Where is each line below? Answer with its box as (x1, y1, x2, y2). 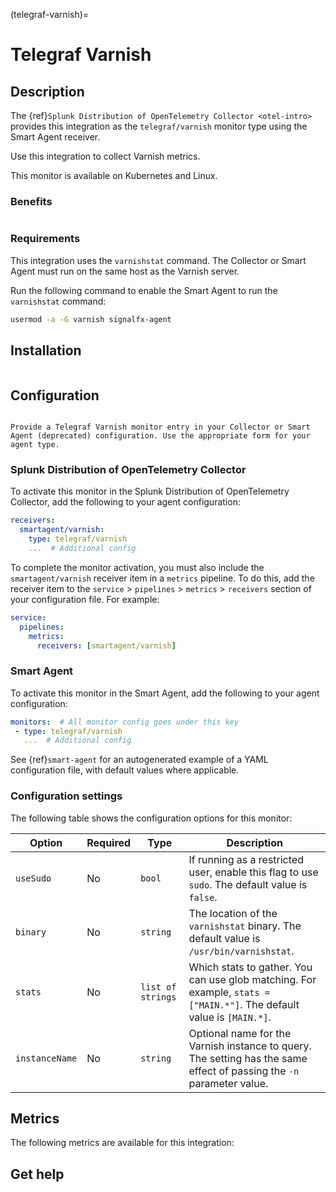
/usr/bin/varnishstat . (188, 944, 295, 958)
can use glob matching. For (188, 972, 317, 986)
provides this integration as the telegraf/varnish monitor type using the (10, 120, 308, 132)
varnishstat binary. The (188, 919, 302, 933)
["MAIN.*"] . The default (188, 997, 300, 1011)
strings (140, 991, 177, 1003)
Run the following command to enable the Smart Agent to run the (10, 284, 278, 296)
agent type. (10, 440, 60, 450)
